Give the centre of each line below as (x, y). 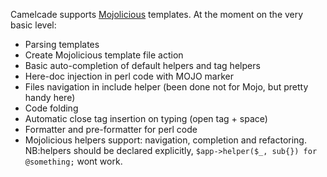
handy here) (50, 97)
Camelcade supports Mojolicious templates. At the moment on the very (157, 14)
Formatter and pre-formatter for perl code (111, 129)
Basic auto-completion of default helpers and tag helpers (142, 65)
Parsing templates (62, 44)
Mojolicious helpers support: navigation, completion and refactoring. (165, 140)
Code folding (51, 108)
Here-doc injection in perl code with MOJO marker (129, 76)
